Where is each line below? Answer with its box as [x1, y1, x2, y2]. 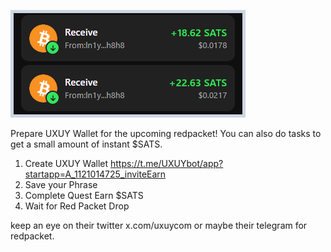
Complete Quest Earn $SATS [24, 190, 144, 201]
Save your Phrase [24, 179, 98, 190]
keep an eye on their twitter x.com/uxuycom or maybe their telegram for [10, 220, 308, 231]
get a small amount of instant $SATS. [10, 138, 163, 150]
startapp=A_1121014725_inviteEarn [24, 168, 167, 180]
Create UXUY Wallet [24, 158, 109, 169]
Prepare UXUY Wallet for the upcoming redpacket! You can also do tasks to [10, 128, 322, 139]
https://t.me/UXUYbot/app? [110, 158, 224, 169]
